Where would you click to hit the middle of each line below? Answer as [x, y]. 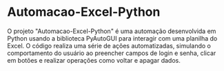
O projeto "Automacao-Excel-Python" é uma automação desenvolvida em [112, 31]
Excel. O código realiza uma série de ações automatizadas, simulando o [109, 45]
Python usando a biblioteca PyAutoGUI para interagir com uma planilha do [112, 38]
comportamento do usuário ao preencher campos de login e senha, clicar [112, 53]
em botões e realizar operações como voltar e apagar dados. [94, 60]
